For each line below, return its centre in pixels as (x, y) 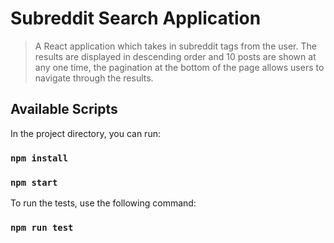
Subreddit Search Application (136, 18)
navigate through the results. (94, 78)
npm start (34, 182)
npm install (39, 158)
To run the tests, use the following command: (103, 203)
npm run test (42, 227)
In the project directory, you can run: (85, 133)
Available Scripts (64, 109)
